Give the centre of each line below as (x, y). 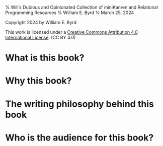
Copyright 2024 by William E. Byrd (41, 22)
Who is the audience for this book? (79, 137)
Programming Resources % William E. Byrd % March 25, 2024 (70, 13)
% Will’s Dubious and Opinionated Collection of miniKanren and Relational (82, 7)
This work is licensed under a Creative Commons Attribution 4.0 (72, 32)
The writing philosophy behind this (80, 104)
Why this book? (38, 81)
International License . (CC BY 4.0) (40, 38)
